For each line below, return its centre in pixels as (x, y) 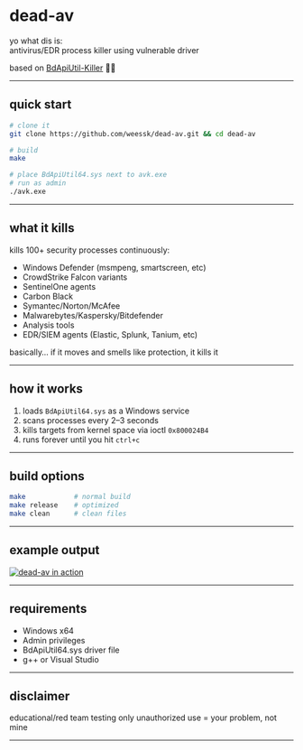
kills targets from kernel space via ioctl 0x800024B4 (115, 430)
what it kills (42, 228)
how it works (46, 389)
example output (55, 550)
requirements (48, 609)
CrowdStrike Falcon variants (75, 277)
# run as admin (38, 183)
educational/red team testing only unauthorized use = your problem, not (143, 718)
